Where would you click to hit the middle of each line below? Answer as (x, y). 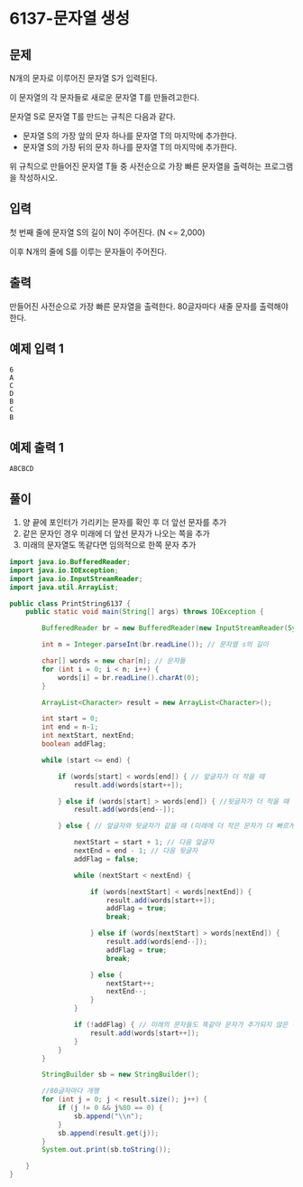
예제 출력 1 (37, 447)
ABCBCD (22, 469)
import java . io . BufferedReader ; (70, 562)
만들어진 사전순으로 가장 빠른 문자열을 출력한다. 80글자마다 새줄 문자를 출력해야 (149, 306)
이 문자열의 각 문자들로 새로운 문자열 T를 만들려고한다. (105, 97)
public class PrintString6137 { (70, 603)
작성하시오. (38, 178)
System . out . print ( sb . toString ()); (106, 1150)
